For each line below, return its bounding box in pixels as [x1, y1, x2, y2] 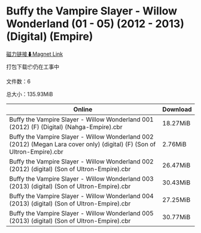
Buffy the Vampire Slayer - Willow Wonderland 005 [9, 209, 154, 217]
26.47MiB [162, 161, 191, 169]
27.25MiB [162, 195, 191, 204]
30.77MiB [162, 213, 191, 221]
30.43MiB [162, 178, 191, 187]
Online [73, 105, 93, 113]
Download [162, 105, 192, 113]
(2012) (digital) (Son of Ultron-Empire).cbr [9, 165, 131, 173]
